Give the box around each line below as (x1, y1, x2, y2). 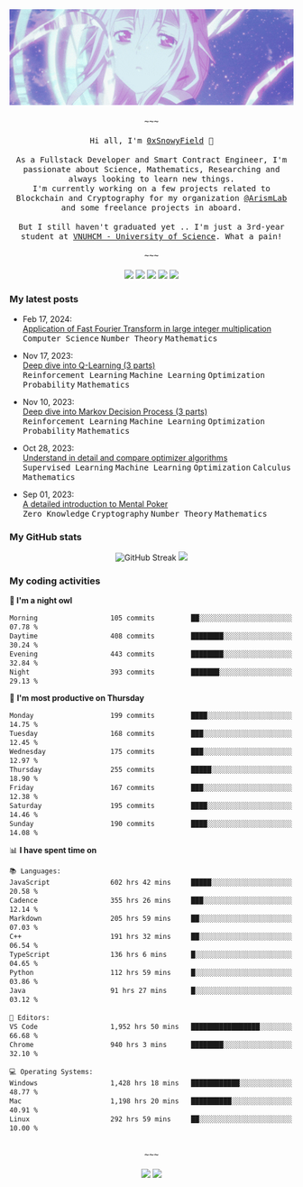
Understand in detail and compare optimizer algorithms (22, 452, 228, 463)
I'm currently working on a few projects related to (32, 184, 271, 194)
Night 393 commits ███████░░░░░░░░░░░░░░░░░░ (9, 667, 293, 677)
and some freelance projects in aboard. (60, 203, 243, 213)
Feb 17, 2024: (22, 313, 72, 324)
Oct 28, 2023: (22, 442, 75, 454)
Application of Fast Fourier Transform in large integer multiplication (22, 323, 272, 334)
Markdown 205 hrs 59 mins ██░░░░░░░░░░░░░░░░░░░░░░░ (9, 915, 293, 924)
